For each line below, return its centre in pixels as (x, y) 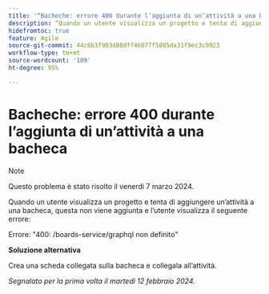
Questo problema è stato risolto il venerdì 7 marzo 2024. (101, 186)
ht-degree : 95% (34, 68)
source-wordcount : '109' (50, 61)
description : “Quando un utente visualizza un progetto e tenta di (123, 23)
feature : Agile (34, 38)
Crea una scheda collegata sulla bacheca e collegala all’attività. (113, 265)
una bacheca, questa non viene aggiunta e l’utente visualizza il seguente (128, 210)
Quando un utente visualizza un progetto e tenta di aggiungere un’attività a (131, 202)
